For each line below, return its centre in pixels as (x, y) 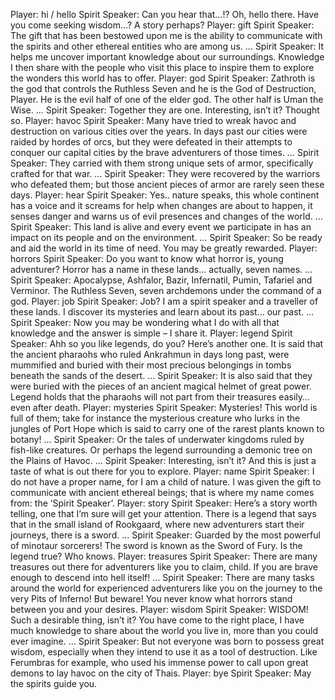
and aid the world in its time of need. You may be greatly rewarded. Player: (164, 248)
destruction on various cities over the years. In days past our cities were (159, 131)
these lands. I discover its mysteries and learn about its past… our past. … (162, 312)
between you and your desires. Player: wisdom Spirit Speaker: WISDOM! (159, 609)
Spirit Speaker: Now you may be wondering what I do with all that (145, 322)
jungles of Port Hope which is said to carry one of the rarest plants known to (167, 428)
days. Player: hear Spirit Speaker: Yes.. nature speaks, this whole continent (165, 195)
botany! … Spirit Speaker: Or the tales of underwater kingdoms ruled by (157, 439)
